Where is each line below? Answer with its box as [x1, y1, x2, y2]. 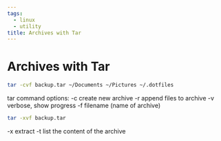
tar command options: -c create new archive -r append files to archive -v [7, 94, 215, 102]
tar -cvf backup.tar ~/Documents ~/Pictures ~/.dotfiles [7, 82, 174, 89]
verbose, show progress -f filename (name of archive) [7, 101, 161, 110]
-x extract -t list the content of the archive [7, 127, 126, 135]
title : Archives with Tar [7, 29, 81, 36]
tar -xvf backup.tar [7, 115, 67, 122]
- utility [13, 23, 41, 30]
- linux [13, 17, 36, 23]
